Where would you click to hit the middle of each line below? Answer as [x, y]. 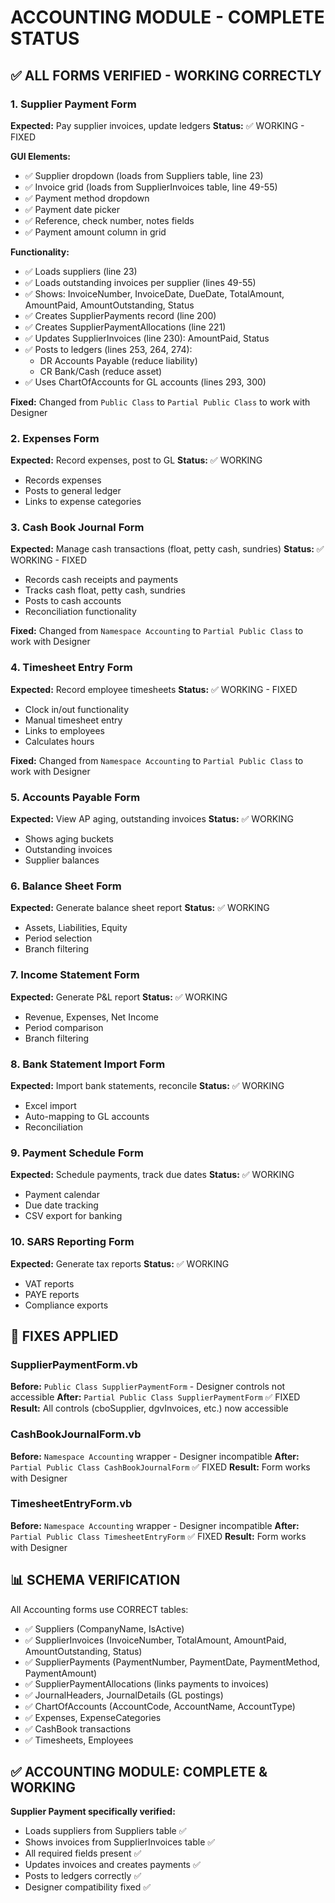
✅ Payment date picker [72, 209]
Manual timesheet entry [73, 720]
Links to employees [64, 730]
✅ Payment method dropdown [87, 198]
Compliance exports [66, 1305]
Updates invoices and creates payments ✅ [112, 1865]
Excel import [50, 1105]
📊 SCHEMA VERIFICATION [95, 1580]
